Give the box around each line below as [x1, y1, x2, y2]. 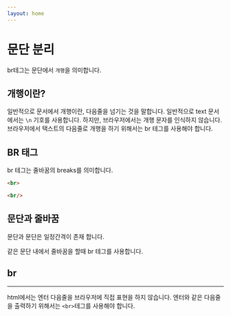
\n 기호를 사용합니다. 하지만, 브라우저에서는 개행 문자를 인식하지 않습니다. [25, 116, 222, 124]
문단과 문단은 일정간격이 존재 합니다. [7, 232, 104, 240]
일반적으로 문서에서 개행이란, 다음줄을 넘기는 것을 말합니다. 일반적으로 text [7, 107, 207, 115]
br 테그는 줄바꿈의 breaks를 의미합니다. [7, 166, 113, 174]
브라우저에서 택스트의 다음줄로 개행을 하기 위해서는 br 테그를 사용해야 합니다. [7, 124, 213, 133]
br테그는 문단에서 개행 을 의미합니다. [7, 66, 102, 74]
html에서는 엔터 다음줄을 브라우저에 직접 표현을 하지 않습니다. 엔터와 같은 [7, 293, 203, 301]
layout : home [7, 10, 45, 17]
